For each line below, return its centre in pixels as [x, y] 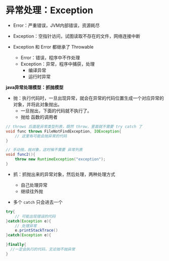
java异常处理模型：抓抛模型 [35, 87]
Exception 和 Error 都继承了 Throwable [53, 47]
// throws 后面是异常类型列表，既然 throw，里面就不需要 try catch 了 [74, 126]
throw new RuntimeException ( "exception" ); [60, 159]
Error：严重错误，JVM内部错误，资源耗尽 [56, 25]
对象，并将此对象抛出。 [37, 104]
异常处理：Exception [49, 10]
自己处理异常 [34, 185]
